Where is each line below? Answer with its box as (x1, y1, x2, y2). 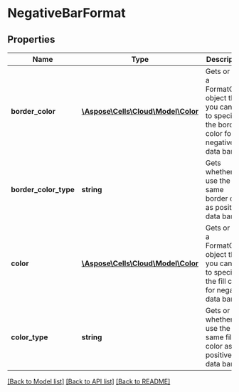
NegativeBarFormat (7, 5, 126, 21)
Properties (7, 33, 55, 46)
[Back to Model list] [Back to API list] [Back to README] (7, 377, 171, 386)
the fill (205, 276, 226, 286)
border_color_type (11, 185, 75, 194)
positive (205, 350, 233, 360)
